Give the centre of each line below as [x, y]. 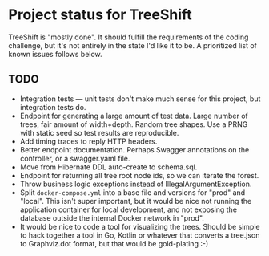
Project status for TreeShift [100, 15]
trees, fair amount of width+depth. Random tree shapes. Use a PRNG [134, 124]
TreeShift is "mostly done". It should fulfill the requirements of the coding [128, 37]
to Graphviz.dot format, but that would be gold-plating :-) [114, 243]
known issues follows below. [55, 54]
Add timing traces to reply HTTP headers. [88, 141]
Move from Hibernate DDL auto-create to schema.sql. [108, 167]
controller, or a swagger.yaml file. [75, 158]
